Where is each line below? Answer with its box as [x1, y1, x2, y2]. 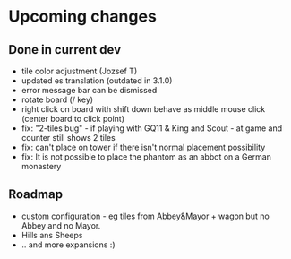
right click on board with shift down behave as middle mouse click [21, 104, 266, 114]
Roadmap [8, 186, 64, 203]
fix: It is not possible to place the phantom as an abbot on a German [21, 151, 272, 162]
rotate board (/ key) [21, 94, 94, 105]
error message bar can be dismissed [21, 85, 158, 95]
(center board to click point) [21, 114, 124, 124]
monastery [21, 161, 62, 171]
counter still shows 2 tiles [21, 133, 116, 142]
